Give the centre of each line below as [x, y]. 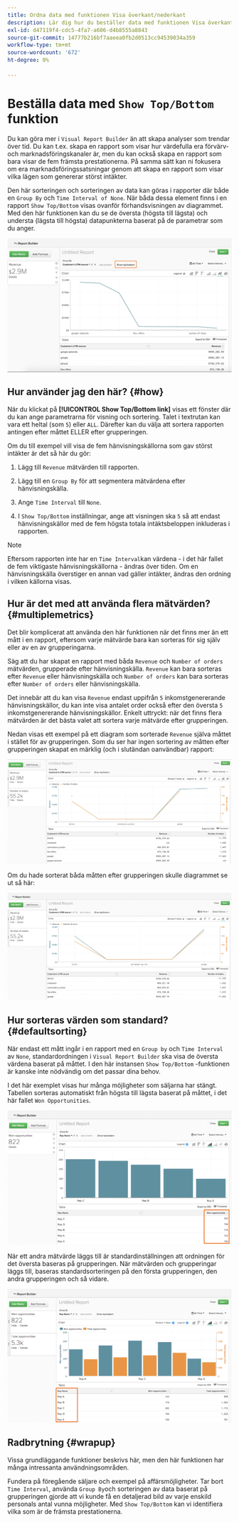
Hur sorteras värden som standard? [88, 1021]
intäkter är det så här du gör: [49, 453]
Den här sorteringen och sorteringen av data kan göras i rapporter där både [118, 190]
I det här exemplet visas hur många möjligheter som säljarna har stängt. [112, 1085]
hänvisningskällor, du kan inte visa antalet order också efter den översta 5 [115, 705]
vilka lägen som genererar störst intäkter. [68, 176]
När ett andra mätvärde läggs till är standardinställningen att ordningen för [116, 1256]
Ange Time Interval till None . [59, 502]
